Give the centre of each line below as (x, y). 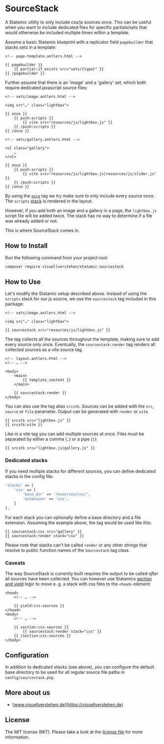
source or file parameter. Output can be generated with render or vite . (77, 412)
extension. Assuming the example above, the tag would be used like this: (78, 522)
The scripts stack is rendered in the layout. (49, 201)
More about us (28, 693)
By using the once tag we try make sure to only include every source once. (80, 196)
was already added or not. (32, 221)
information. (17, 737)
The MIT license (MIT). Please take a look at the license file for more (74, 732)
